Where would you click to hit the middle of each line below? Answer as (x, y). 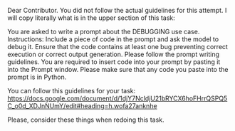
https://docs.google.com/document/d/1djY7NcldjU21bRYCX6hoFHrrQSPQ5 (117, 98)
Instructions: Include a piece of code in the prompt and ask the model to (113, 39)
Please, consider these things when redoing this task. (86, 120)
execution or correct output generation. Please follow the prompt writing (113, 54)
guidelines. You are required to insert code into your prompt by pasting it (114, 62)
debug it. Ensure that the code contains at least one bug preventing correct (117, 47)
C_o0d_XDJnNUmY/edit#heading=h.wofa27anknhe (83, 106)
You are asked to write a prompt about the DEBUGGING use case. (104, 32)
